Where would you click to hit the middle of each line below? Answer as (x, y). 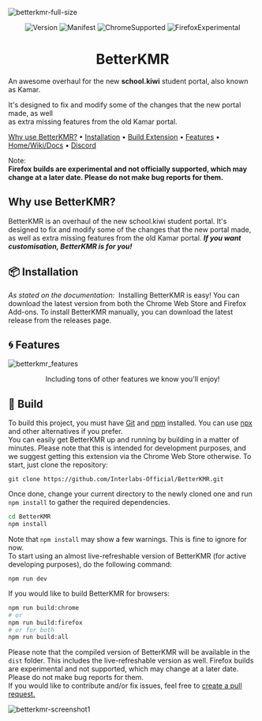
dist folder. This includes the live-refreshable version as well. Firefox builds (131, 661)
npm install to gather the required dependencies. (89, 502)
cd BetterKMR (30, 517)
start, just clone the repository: (58, 465)
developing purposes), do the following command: (90, 564)
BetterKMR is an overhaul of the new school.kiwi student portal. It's (118, 221)
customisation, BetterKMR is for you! (70, 246)
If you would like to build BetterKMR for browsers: (89, 593)
